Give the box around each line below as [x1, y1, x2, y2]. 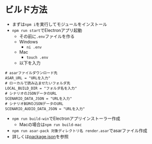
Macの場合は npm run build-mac [19, 121, 82, 127]
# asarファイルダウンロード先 [5, 71, 58, 75]
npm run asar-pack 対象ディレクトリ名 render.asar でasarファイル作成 [12, 128, 148, 133]
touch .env [26, 55, 48, 60]
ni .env [26, 44, 42, 50]
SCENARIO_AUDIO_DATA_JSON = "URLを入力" [5, 106, 85, 111]
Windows [19, 39, 38, 44]
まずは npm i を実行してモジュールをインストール [12, 21, 107, 27]
